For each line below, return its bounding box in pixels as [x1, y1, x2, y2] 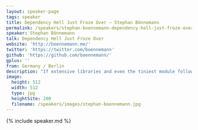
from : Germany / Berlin [6, 63, 65, 69]
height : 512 [11, 80, 41, 85]
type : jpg [11, 90, 35, 96]
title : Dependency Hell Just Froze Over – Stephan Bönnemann [6, 19, 160, 25]
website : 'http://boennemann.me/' [6, 42, 91, 47]
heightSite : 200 [11, 95, 51, 101]
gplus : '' [6, 57, 31, 63]
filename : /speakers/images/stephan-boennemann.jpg [11, 101, 141, 107]
